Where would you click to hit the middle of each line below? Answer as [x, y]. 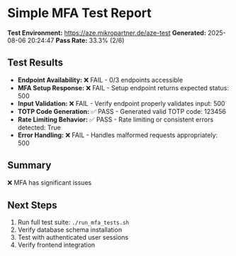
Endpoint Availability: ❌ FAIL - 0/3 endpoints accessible [100, 80]
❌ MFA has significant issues [50, 182]
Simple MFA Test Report [80, 13]
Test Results [35, 63]
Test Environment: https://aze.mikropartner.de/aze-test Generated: [107, 33]
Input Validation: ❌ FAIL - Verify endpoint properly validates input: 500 [121, 103]
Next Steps [32, 205]
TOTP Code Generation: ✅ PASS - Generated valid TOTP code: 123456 [122, 111]
